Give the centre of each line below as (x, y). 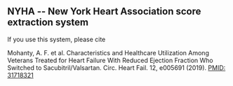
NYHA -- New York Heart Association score (104, 12)
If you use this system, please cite (56, 39)
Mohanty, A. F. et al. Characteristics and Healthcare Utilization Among (108, 52)
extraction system (48, 23)
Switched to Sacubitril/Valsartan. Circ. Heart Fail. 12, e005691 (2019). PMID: (116, 67)
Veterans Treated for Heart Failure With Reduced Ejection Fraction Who (110, 60)
